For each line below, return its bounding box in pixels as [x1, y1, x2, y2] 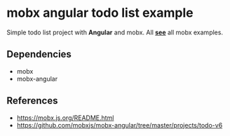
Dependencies [6, 48, 72, 60]
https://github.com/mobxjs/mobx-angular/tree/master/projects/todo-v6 [16, 121, 223, 129]
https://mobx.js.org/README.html [16, 114, 114, 122]
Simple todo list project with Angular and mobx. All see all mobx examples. [6, 28, 224, 36]
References [6, 95, 58, 107]
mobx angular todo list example [6, 5, 194, 21]
